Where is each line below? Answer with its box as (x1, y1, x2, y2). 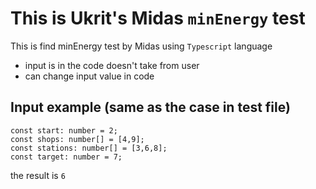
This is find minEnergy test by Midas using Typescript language (10, 40, 273, 52)
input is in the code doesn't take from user (24, 59, 200, 71)
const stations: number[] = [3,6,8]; (10, 143, 168, 153)
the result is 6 (10, 169, 66, 181)
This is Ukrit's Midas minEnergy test (10, 7, 306, 30)
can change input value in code (24, 70, 155, 82)
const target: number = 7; (10, 152, 123, 162)
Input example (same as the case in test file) (10, 99, 291, 116)
